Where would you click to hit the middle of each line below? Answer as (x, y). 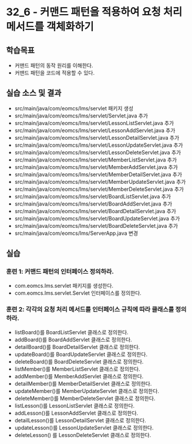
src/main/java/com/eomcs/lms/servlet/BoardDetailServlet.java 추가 (95, 211)
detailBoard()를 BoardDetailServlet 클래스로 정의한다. (77, 347)
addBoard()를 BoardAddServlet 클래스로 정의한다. (73, 339)
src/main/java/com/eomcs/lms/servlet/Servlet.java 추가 (81, 116)
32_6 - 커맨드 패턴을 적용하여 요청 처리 (94, 12)
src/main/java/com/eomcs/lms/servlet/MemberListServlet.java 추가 (96, 160)
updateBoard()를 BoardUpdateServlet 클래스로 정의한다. (81, 354)
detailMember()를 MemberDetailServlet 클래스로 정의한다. (83, 384)
